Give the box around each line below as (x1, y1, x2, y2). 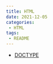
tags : (6, 30, 19, 36)
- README (8, 35, 30, 41)
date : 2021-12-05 (6, 14, 48, 20)
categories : (6, 19, 35, 25)
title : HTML (6, 8, 35, 15)
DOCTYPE (14, 52, 39, 58)
